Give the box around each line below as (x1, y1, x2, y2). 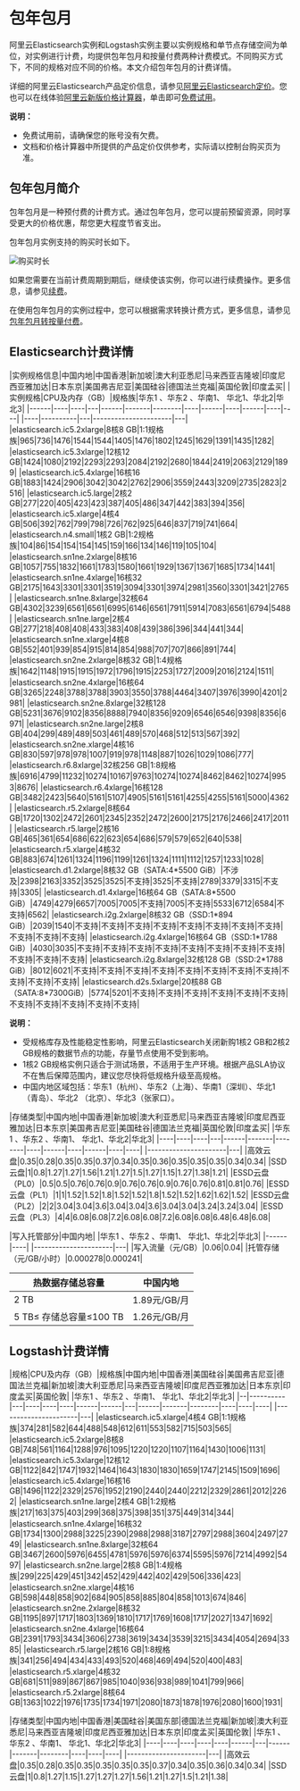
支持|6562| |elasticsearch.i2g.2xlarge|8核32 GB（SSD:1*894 (9, 908, 234, 920)
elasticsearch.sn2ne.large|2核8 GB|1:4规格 (25, 1560, 183, 1570)
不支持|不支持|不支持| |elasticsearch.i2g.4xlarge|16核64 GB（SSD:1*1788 (9, 931, 279, 942)
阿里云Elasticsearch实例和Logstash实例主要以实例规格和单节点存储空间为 (9, 39, 280, 50)
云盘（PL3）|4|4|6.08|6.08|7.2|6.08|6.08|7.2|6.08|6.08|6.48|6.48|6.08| (9, 1211, 271, 1222)
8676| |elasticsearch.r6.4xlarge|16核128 (16, 782, 163, 792)
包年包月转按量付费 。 (9, 315, 87, 326)
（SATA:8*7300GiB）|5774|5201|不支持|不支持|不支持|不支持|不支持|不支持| (9, 987, 288, 998)
